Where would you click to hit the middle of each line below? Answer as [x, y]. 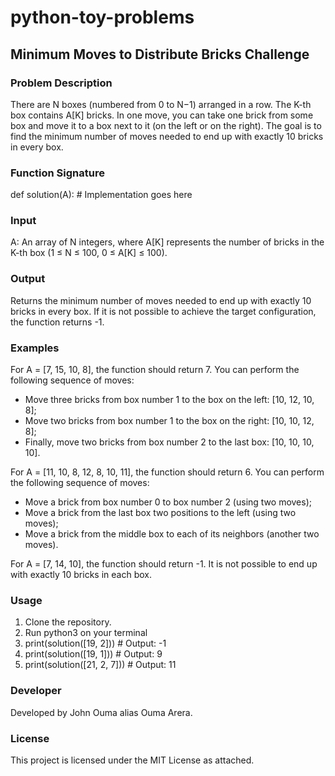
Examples [35, 348]
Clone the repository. [68, 622]
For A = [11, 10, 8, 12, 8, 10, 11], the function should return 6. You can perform [167, 472]
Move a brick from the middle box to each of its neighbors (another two [172, 534]
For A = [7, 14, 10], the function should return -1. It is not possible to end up [164, 564]
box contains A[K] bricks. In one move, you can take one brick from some [162, 115]
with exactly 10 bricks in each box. [81, 575]
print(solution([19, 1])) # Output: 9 [93, 654]
